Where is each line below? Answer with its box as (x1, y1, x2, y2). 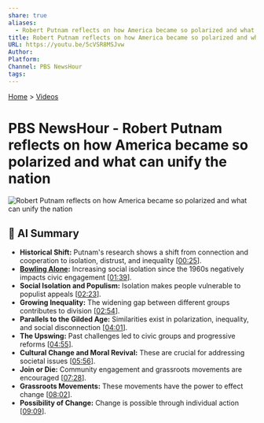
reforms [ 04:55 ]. (19, 340, 74, 349)
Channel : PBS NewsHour (8, 63, 82, 71)
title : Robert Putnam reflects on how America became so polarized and (8, 33, 247, 42)
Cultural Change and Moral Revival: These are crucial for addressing (19, 348, 245, 358)
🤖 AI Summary (8, 226, 80, 240)
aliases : (8, 19, 37, 27)
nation (8, 169, 51, 187)
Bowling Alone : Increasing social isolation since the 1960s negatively (19, 265, 244, 274)
